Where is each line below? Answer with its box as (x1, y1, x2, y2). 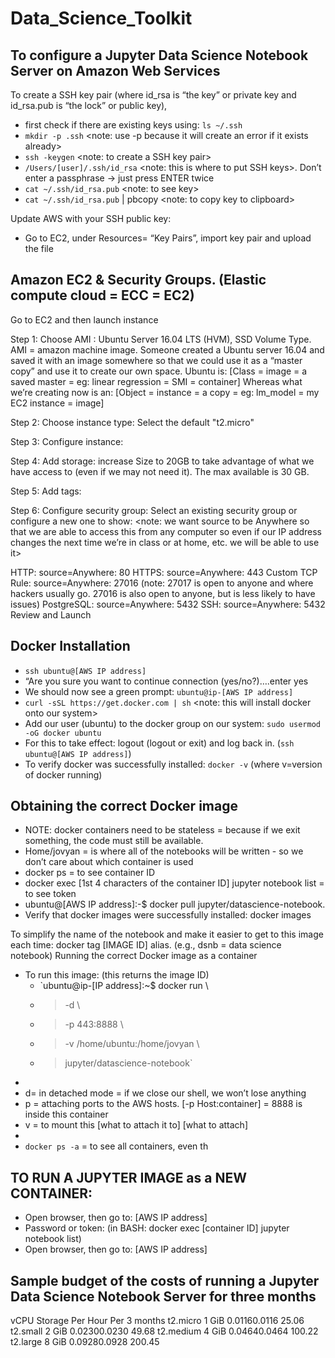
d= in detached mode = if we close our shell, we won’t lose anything (24, 1087, 307, 1099)
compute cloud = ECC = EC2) (10, 287, 195, 304)
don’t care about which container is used (24, 856, 194, 868)
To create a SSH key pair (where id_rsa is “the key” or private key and (10, 89, 297, 101)
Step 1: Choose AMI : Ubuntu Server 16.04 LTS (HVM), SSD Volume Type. (10, 333, 312, 345)
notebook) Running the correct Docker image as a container (10, 950, 258, 962)
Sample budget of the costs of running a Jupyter (10, 1272, 320, 1289)
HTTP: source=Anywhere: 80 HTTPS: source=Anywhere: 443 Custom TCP (10, 566, 318, 578)
